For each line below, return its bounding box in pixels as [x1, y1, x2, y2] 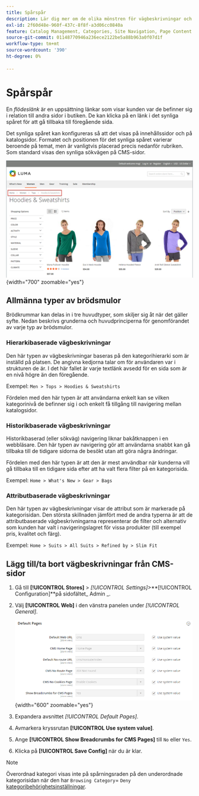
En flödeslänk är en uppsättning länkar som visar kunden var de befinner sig [6, 106, 192, 113]
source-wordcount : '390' [6, 47, 68, 53]
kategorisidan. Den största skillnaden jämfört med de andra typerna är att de [6, 511, 193, 518]
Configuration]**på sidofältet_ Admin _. [14, 590, 111, 597]
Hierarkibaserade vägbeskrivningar [6, 339, 111, 347]
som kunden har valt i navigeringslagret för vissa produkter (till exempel [6, 524, 182, 531]
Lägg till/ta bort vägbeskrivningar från [6, 559, 150, 569]
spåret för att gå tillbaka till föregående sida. [6, 118, 114, 125]
